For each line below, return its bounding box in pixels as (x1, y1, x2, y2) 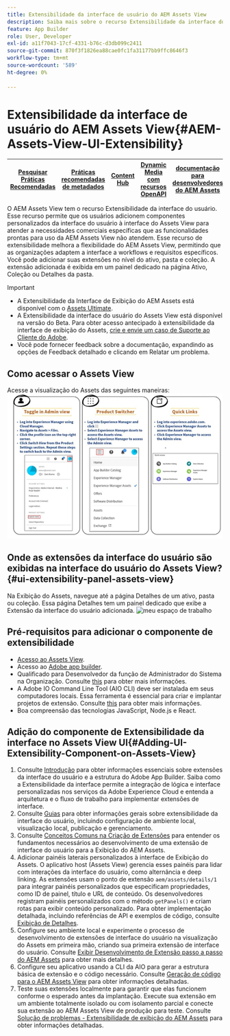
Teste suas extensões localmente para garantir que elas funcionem (16, 984, 207, 993)
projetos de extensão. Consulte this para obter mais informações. (16, 699, 202, 707)
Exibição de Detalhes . (16, 919, 79, 927)
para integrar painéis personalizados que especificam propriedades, (16, 883, 210, 891)
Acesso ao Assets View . (16, 655, 85, 663)
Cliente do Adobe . (16, 333, 68, 341)
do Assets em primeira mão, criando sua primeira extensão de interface (16, 941, 220, 949)
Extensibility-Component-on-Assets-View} (7, 747, 196, 759)
